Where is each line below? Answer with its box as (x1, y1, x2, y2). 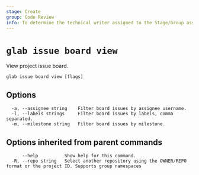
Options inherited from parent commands (6, 137, 163, 147)
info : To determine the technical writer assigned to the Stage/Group (6, 20, 184, 25)
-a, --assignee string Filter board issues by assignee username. (11, 106, 187, 112)
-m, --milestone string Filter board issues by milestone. (11, 121, 166, 127)
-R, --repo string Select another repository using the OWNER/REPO (11, 158, 187, 164)
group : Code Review (6, 14, 54, 20)
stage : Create (6, 8, 41, 15)
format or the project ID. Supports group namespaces (6, 163, 142, 169)
